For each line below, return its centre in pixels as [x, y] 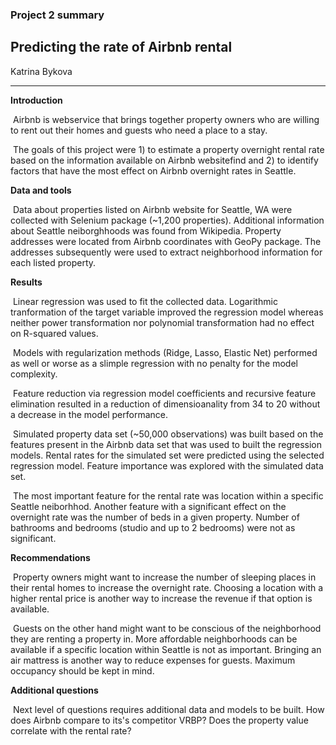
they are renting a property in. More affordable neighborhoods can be [154, 639]
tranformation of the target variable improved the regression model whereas [167, 312]
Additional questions [54, 690]
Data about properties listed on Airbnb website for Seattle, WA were [152, 209]
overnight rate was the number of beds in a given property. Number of [155, 517]
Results [26, 282]
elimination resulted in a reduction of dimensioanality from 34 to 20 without [165, 404]
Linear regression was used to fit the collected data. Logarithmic [145, 301]
